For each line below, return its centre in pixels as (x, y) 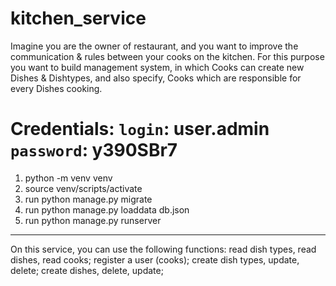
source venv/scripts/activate (83, 188)
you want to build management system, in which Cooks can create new (157, 67)
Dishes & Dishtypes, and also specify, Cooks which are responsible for (156, 78)
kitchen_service (78, 18)
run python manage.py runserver (93, 220)
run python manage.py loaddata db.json (107, 209)
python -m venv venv (68, 178)
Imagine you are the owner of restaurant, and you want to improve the (154, 46)
